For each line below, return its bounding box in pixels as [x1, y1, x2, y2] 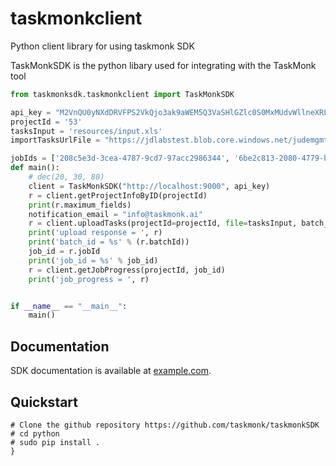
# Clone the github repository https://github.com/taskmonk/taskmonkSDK [10, 420, 320, 430]
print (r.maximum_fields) [28, 200, 132, 210]
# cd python [10, 428, 60, 439]
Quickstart [10, 393, 79, 411]
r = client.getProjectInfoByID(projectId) [28, 190, 208, 201]
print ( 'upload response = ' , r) [28, 228, 163, 238]
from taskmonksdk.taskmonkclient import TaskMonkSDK [10, 89, 235, 99]
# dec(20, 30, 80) [28, 172, 105, 182]
